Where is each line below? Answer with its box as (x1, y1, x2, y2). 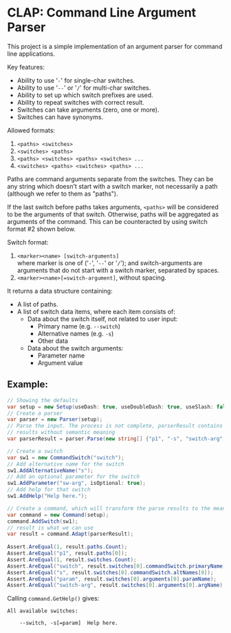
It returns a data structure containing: (7, 287, 113, 295)
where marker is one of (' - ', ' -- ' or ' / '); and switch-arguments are (16, 258, 203, 267)
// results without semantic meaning (7, 429, 115, 436)
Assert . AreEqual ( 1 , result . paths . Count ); (7, 543, 128, 550)
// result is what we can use (7, 524, 94, 531)
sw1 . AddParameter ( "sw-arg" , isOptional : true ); (7, 480, 146, 487)
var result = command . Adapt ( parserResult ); (7, 530, 134, 538)
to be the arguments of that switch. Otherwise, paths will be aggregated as (7, 210, 219, 218)
